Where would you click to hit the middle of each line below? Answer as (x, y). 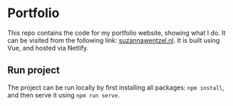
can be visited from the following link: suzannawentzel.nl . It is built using (114, 40)
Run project (34, 70)
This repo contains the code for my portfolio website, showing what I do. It (116, 33)
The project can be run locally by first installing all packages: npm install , (116, 88)
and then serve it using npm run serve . (63, 95)
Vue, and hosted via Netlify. (48, 48)
